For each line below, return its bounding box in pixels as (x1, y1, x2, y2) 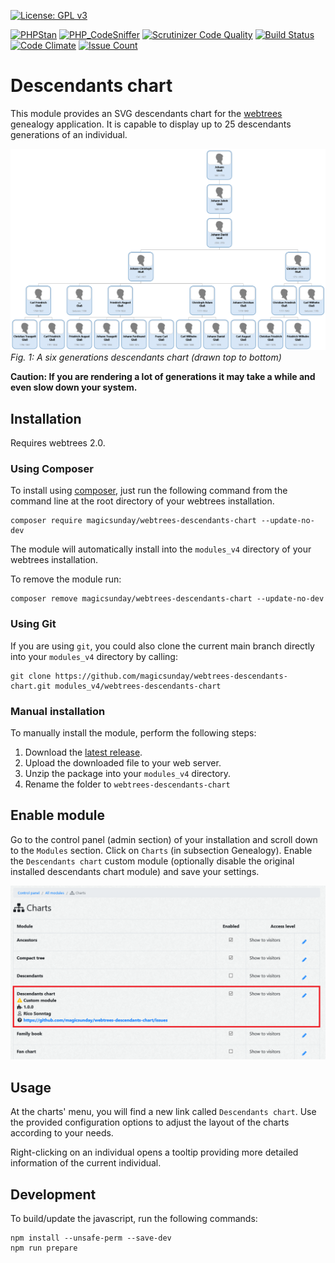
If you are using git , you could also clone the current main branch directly (10, 640, 315, 652)
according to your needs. (10, 1127, 114, 1139)
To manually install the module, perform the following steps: (10, 727, 257, 739)
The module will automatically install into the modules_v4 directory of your (10, 543, 312, 555)
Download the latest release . (24, 746, 143, 759)
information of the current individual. (10, 1157, 162, 1169)
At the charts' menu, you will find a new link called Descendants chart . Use (10, 1106, 317, 1118)
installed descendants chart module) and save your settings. (10, 865, 260, 877)
